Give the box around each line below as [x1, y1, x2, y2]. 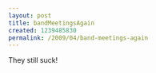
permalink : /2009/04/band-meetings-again [8, 33, 149, 42]
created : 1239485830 [8, 26, 78, 34]
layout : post [8, 11, 52, 20]
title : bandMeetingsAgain [8, 19, 94, 27]
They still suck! [8, 56, 58, 65]
